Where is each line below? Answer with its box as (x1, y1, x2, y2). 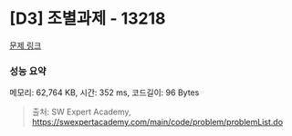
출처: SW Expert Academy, (31, 106, 131, 118)
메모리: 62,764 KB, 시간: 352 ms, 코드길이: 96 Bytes (9, 87, 200, 98)
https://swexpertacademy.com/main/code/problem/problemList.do (31, 117, 284, 128)
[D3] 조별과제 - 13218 (9, 8, 166, 29)
